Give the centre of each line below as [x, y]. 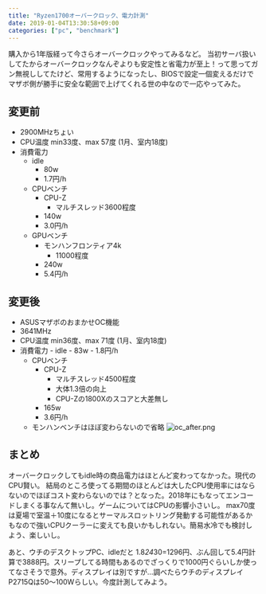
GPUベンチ [50, 236]
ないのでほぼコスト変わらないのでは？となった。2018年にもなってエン [124, 495]
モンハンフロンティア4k [82, 246]
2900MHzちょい [47, 132]
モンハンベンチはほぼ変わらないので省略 [98, 427]
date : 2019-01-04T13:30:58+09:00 [64, 23]
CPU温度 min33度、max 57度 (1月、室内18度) [94, 142]
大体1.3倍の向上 [81, 389]
